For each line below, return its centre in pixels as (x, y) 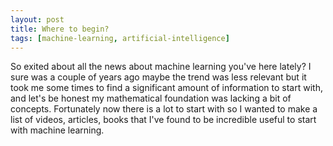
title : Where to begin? (60, 29)
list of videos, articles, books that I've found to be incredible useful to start (163, 120)
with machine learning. (57, 130)
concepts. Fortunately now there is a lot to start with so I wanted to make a (164, 109)
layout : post (37, 19)
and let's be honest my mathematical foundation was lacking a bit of (151, 98)
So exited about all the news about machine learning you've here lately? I (161, 67)
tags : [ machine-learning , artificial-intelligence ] (120, 38)
